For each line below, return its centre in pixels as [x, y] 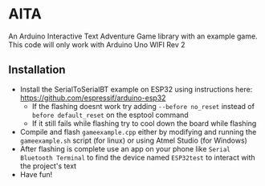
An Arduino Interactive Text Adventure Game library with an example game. [133, 36]
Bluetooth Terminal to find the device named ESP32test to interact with [137, 157]
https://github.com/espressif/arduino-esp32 [93, 98]
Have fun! [36, 174]
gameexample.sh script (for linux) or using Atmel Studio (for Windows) [133, 140]
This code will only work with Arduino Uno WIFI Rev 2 [97, 44]
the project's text [48, 166]
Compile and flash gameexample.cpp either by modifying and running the [138, 131]
